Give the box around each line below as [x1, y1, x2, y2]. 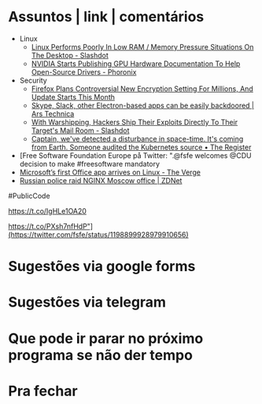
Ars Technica [31, 108, 75, 118]
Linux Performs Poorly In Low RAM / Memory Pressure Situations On [31, 42, 254, 51]
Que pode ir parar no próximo [8, 329, 204, 347]
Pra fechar [8, 382, 78, 400]
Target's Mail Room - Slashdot [31, 126, 130, 135]
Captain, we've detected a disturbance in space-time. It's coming [31, 134, 244, 143]
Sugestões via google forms [8, 258, 196, 275]
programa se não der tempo [8, 346, 193, 364]
